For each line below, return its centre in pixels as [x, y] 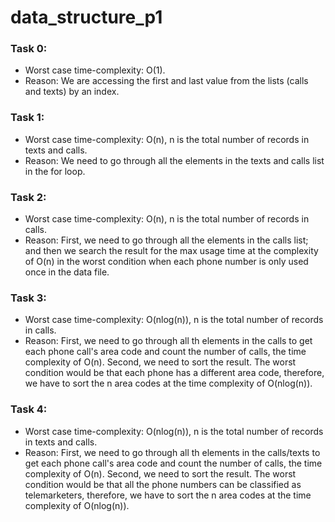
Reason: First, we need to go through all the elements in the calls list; [166, 240]
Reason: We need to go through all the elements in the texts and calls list [174, 160]
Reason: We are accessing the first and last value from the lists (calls [166, 81]
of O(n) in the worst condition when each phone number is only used [166, 262]
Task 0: [29, 49]
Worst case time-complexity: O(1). [95, 70]
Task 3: [28, 298]
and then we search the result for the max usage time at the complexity [171, 251]
